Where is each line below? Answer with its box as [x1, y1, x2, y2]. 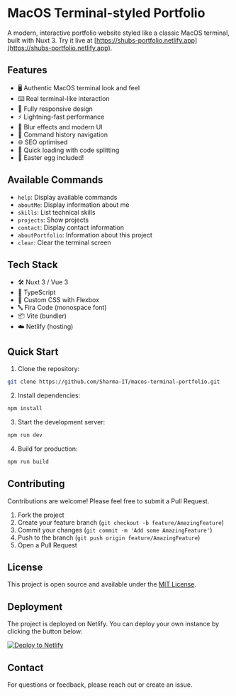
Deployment [7, 601, 63, 613]
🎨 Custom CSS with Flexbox [17, 296, 100, 304]
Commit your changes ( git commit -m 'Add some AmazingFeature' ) [17, 525, 213, 534]
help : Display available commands [17, 193, 118, 201]
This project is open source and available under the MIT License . [7, 580, 197, 589]
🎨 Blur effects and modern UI [17, 122, 103, 131]
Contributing [7, 478, 65, 490]
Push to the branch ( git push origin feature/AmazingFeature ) [17, 533, 201, 542]
